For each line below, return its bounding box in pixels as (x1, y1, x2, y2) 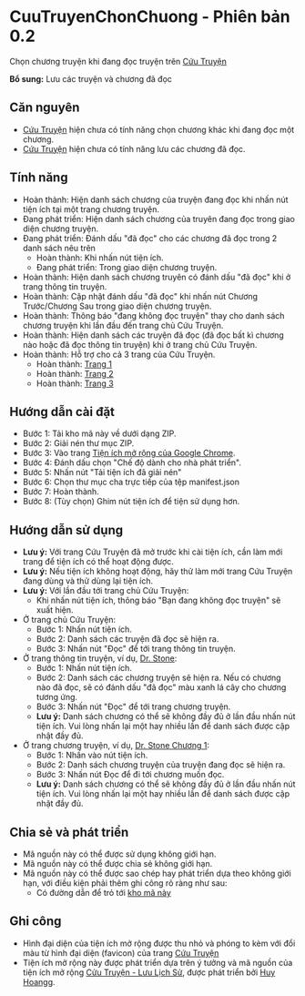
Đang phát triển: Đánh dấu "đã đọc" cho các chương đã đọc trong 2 (22, 232, 278, 243)
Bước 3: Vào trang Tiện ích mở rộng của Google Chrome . (22, 448, 236, 459)
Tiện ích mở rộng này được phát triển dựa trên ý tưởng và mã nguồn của (22, 957, 293, 968)
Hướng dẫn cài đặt (9, 403, 116, 420)
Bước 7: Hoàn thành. (22, 486, 100, 497)
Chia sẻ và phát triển (9, 824, 129, 839)
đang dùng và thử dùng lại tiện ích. (22, 575, 154, 586)
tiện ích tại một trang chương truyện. (22, 203, 160, 215)
